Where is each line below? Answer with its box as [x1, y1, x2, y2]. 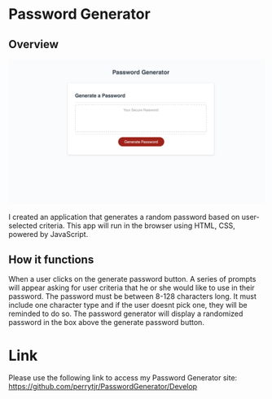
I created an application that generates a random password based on [8, 212, 240, 221]
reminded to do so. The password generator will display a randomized [8, 309, 243, 318]
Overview [8, 37, 59, 51]
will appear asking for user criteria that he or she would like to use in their [8, 283, 255, 293]
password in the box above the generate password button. [8, 318, 205, 327]
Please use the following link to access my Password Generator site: [8, 373, 238, 383]
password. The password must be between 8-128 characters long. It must [8, 292, 257, 301]
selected [8, 221, 38, 230]
